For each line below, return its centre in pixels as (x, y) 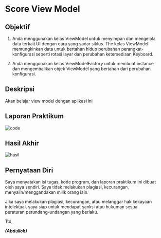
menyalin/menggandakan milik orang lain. (47, 192)
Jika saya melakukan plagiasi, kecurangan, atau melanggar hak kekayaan (79, 202)
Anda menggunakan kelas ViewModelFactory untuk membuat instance (83, 64)
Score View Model (43, 9)
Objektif (18, 27)
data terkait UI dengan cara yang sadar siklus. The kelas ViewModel (80, 44)
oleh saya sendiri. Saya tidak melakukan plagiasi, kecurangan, (67, 187)
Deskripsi (20, 89)
